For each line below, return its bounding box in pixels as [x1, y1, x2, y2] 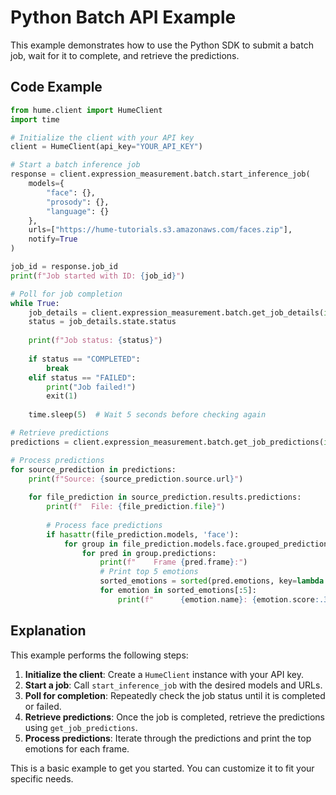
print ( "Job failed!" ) [46, 382, 137, 392]
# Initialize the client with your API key [10, 132, 195, 143]
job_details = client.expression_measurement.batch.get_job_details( [28, 307, 325, 318]
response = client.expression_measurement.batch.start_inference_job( [10, 169, 311, 180]
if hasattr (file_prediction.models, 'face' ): [46, 529, 240, 540]
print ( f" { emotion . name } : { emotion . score [117, 594, 315, 605]
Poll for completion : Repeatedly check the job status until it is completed [24, 689, 326, 701]
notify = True [28, 234, 78, 245]
